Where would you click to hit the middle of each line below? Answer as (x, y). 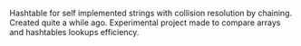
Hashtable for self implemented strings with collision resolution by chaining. (151, 13)
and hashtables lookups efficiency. (74, 32)
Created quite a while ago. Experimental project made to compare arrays (145, 23)
